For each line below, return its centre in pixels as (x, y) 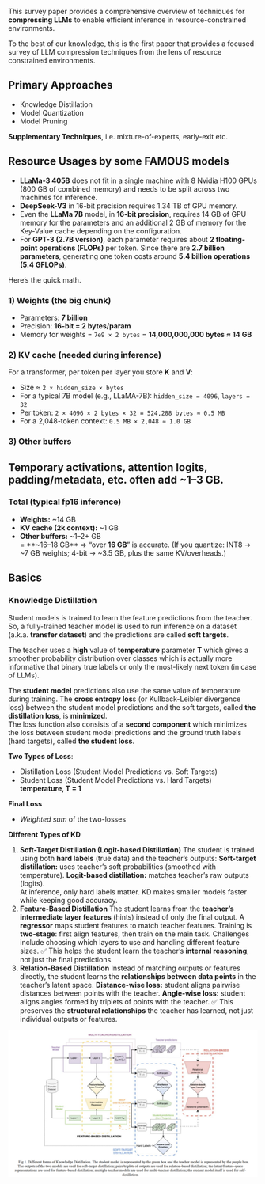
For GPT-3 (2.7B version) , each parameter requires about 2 (117, 239)
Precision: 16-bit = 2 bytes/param (75, 326)
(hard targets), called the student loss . (72, 741)
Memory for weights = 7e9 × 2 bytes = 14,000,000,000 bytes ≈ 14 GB (136, 334)
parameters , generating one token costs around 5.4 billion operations (135, 256)
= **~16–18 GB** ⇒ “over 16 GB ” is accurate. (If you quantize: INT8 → (135, 545)
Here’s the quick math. (45, 279)
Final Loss (25, 803)
